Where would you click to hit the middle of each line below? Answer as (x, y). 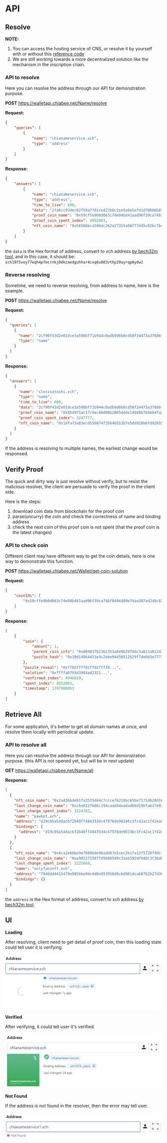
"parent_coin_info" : (53, 652)
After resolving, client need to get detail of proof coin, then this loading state (83, 942)
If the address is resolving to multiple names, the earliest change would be (81, 448)
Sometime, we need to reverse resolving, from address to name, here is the (82, 285)
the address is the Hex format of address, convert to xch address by (75, 899)
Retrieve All (23, 714)
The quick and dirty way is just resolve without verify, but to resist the (77, 482)
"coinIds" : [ (28, 596)
